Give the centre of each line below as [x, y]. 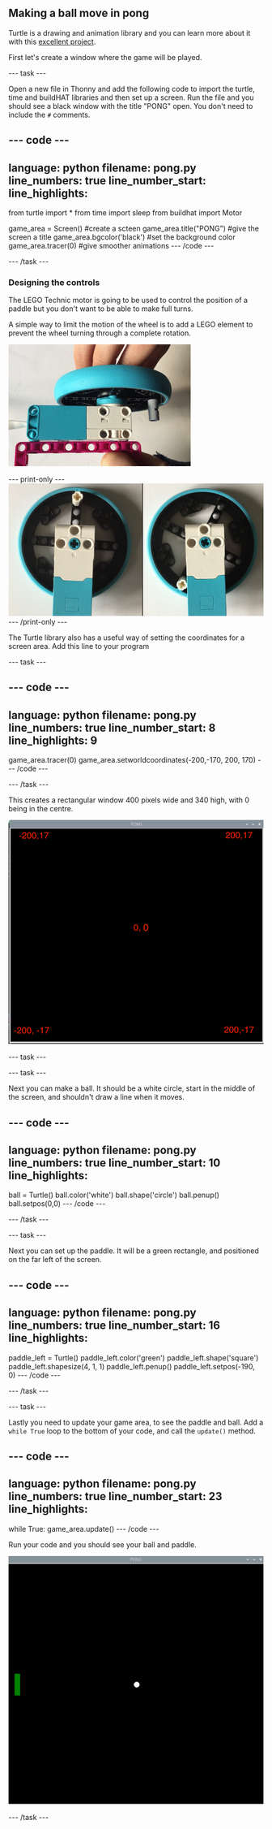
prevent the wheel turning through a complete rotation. [100, 333]
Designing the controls [54, 282]
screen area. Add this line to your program [79, 646]
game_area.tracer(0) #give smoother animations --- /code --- [111, 246]
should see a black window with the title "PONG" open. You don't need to [131, 106]
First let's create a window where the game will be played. [105, 57]
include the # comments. [49, 115]
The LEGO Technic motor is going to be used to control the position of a [128, 301]
